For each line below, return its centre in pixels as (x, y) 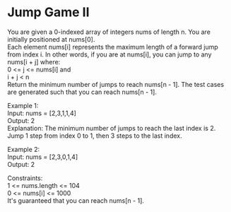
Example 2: (24, 149)
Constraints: (25, 178)
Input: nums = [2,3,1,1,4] (42, 113)
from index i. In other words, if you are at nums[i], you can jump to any (109, 54)
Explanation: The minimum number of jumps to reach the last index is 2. (112, 128)
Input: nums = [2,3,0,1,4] (43, 157)
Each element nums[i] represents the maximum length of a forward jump (113, 47)
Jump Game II (48, 12)
